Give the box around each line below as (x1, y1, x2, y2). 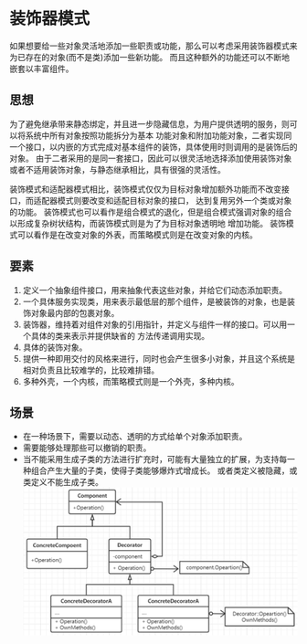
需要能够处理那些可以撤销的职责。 (22, 442, 152, 453)
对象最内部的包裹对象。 (30, 307, 120, 318)
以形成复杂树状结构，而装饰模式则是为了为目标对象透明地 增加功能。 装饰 (9, 217, 286, 228)
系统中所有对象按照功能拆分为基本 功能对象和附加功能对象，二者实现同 (25, 130, 292, 141)
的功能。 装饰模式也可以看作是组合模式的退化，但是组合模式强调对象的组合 (9, 206, 292, 217)
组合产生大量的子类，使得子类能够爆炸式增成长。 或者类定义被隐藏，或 (30, 465, 298, 476)
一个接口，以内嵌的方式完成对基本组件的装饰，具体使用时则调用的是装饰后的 (9, 141, 298, 152)
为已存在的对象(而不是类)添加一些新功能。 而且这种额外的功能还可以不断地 (9, 51, 291, 62)
